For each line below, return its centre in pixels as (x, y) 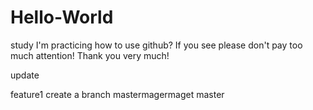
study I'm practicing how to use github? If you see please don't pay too (156, 45)
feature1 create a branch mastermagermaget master (117, 94)
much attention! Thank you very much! (90, 55)
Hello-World (62, 17)
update (25, 75)
